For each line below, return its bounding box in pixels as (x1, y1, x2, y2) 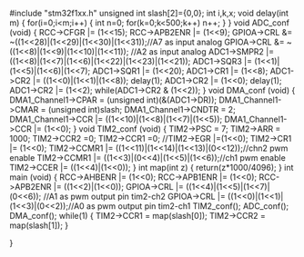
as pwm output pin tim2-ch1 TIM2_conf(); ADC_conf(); (86, 201, 289, 212)
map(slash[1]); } (9, 220, 69, 231)
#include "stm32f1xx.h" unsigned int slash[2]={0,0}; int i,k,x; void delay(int (9, 8, 289, 18)
